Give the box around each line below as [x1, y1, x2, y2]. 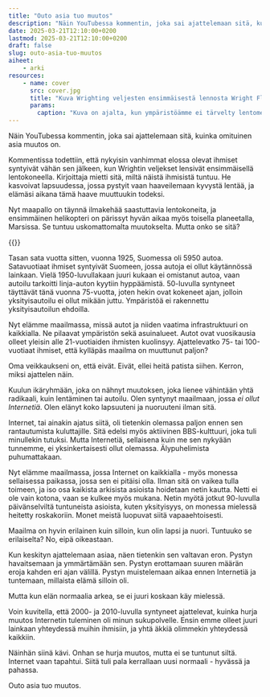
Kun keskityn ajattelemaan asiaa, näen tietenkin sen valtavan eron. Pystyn [8, 550, 253, 560]
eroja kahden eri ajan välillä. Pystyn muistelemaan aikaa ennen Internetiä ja [8, 568, 256, 576]
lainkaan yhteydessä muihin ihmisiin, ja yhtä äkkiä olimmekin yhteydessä [8, 624, 248, 633]
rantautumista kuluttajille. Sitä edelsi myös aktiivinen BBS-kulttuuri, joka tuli [8, 427, 257, 436]
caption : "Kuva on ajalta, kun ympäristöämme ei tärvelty [37, 109, 235, 117]
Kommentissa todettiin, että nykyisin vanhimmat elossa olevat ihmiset [8, 155, 238, 165]
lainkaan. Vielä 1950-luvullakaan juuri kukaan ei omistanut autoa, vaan [8, 270, 240, 280]
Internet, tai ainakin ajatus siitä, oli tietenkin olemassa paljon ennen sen [8, 418, 243, 427]
